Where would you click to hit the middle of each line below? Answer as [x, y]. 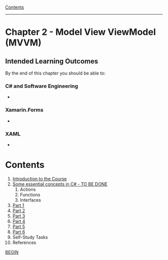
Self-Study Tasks [30, 237]
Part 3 [19, 216]
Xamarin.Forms [24, 110]
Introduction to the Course [39, 178]
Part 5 [18, 226]
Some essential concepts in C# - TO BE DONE [60, 184]
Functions [30, 194]
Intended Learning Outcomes [52, 61]
